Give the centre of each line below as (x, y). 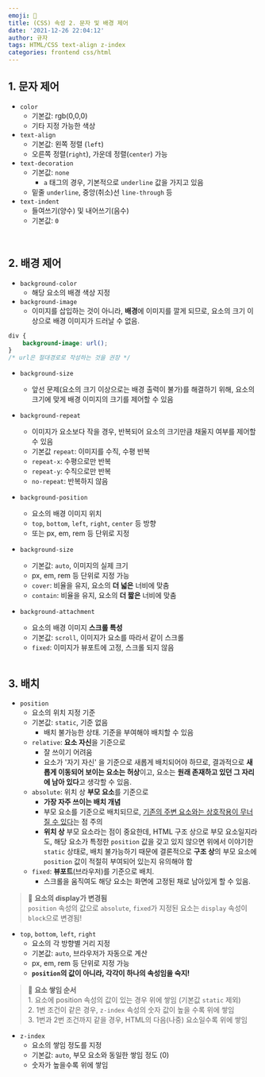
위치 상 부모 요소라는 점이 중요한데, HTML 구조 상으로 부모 (133, 832)
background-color (48, 284)
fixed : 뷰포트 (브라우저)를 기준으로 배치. (93, 871)
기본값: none (50, 172)
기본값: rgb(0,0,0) (60, 115)
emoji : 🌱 (23, 15)
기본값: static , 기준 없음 (70, 722)
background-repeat (50, 416)
